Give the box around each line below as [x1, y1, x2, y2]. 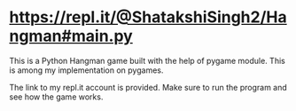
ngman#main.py [9, 26, 133, 46]
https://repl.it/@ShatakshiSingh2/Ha [9, 7, 287, 28]
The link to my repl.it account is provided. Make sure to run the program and [9, 82, 288, 92]
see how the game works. [9, 91, 104, 102]
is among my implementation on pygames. [9, 65, 164, 75]
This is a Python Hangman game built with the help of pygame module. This [9, 55, 285, 66]
